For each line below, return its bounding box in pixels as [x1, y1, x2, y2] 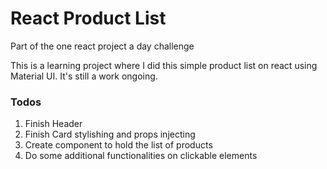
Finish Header [24, 118, 83, 130]
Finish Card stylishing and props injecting [24, 128, 196, 141]
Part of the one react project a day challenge [10, 40, 195, 52]
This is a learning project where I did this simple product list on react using [10, 59, 318, 71]
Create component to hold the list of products [24, 139, 213, 151]
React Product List [10, 7, 167, 30]
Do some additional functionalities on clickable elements [24, 150, 258, 162]
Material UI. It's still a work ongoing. [10, 70, 158, 82]
